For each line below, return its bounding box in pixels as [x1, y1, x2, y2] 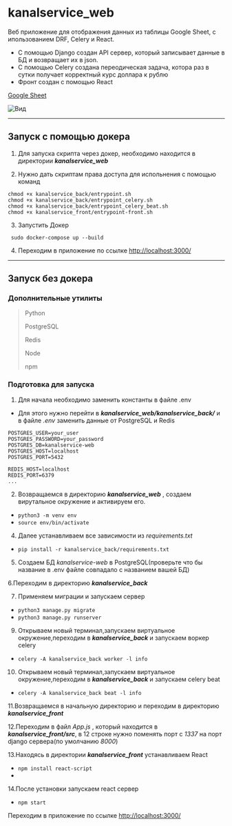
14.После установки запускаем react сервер [8, 785, 139, 793]
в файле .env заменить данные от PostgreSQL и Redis [17, 416, 175, 424]
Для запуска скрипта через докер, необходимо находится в [17, 149, 196, 157]
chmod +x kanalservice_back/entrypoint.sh [8, 190, 131, 197]
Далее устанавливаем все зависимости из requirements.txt [17, 531, 193, 540]
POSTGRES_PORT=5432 [8, 453, 64, 460]
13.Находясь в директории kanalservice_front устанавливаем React [8, 750, 209, 758]
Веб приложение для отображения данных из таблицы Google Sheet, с [8, 28, 216, 36]
